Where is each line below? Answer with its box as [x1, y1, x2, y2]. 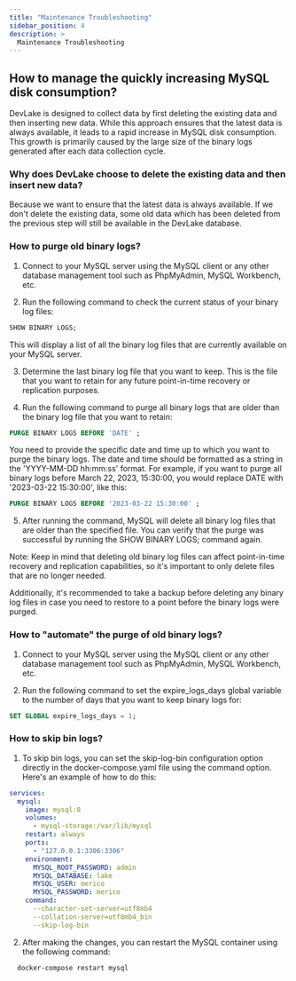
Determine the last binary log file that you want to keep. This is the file [21, 366, 278, 376]
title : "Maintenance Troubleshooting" [9, 12, 152, 22]
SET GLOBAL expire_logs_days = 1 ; [9, 711, 137, 720]
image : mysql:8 [25, 805, 82, 814]
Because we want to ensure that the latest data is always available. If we [9, 199, 273, 210]
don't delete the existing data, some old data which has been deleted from [9, 209, 281, 219]
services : [9, 788, 46, 797]
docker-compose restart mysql [17, 963, 129, 972]
